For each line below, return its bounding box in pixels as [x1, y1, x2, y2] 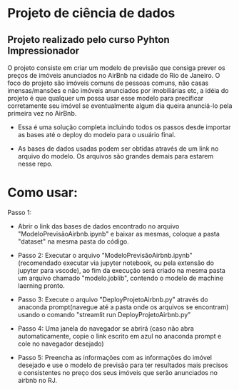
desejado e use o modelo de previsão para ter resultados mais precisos [17, 361, 228, 369]
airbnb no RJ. [17, 376, 58, 384]
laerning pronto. [17, 281, 66, 290]
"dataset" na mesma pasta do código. [17, 237, 130, 246]
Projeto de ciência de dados [7, 5, 176, 21]
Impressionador [7, 44, 80, 56]
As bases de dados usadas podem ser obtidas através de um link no [17, 144, 219, 153]
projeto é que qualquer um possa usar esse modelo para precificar [7, 94, 204, 102]
